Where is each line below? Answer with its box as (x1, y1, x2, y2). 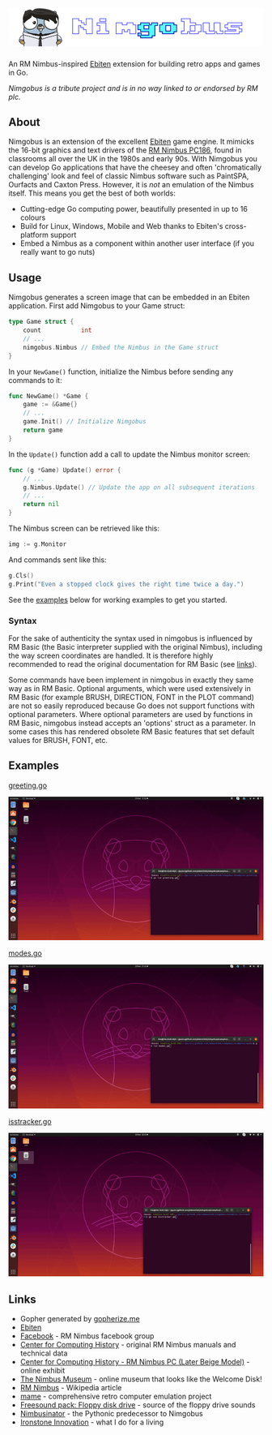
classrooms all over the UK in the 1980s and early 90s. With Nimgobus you (8, 154, 257, 164)
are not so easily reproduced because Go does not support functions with (8, 701, 255, 711)
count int (23, 326, 92, 335)
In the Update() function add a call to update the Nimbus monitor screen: (8, 449, 251, 459)
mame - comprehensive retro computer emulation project (19, 1391, 212, 1402)
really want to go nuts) (19, 247, 96, 257)
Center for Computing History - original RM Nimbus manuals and (19, 1340, 236, 1350)
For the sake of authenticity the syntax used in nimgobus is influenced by (8, 633, 253, 643)
